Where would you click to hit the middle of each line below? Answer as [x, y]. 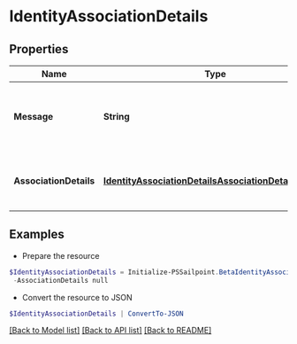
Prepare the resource [61, 255]
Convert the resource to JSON [77, 297]
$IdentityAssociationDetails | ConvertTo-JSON [96, 313]
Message [34, 117]
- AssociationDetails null [61, 280]
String [116, 117]
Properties [39, 49]
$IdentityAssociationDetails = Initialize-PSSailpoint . [114, 272]
